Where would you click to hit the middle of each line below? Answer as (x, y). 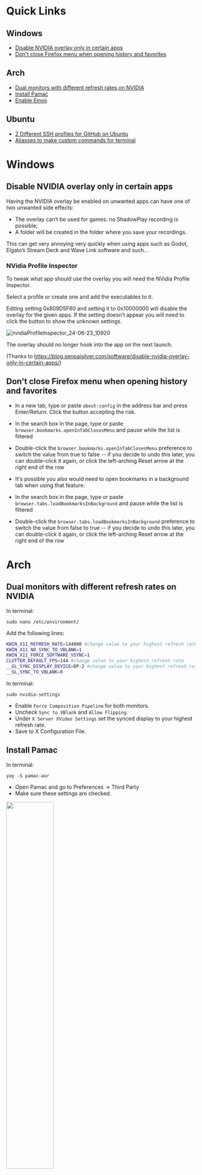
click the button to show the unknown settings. (64, 321)
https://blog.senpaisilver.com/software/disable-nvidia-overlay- (112, 356)
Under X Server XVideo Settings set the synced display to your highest (104, 718)
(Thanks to (20, 356)
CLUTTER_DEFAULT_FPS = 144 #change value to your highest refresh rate (95, 661)
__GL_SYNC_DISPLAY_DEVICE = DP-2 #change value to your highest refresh (96, 666)
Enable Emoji (31, 100)
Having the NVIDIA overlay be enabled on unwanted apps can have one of (98, 201)
